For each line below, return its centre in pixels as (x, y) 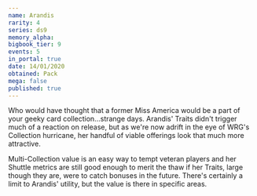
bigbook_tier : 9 (35, 45)
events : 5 (24, 52)
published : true (35, 88)
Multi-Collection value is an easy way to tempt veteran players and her (123, 159)
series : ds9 (28, 30)
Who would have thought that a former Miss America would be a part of (125, 111)
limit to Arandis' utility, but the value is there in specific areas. (108, 184)
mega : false (28, 81)
